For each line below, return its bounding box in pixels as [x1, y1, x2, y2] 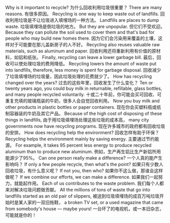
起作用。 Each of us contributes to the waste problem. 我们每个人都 [22, 180, 164, 186]
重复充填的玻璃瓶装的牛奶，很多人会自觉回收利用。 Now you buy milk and [5, 98, 160, 104]
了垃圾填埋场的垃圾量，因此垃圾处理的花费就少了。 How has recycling [5, 73, 152, 79]
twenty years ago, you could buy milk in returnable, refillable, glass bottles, [5, 85, 162, 91]
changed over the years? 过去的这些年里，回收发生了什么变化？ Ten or [5, 80, 153, 85]
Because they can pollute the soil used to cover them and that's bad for [5, 29, 155, 35]
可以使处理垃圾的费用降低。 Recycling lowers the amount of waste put [9, 60, 157, 67]
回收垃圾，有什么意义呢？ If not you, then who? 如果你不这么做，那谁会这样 [5, 168, 163, 174]
